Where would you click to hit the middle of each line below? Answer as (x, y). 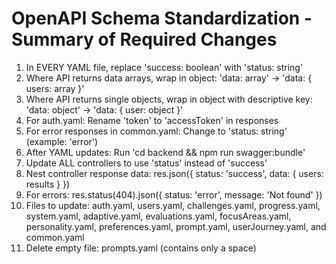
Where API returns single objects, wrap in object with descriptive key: (169, 99)
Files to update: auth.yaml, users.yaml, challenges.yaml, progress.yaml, (173, 205)
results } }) (48, 184)
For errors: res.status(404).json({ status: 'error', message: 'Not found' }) (174, 194)
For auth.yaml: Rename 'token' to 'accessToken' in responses (152, 120)
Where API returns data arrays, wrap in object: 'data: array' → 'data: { (169, 78)
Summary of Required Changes (144, 39)
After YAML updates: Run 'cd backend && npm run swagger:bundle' (165, 152)
